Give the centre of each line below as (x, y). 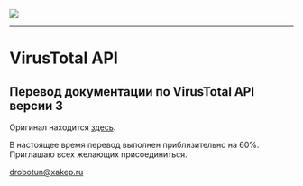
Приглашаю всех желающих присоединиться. (98, 154)
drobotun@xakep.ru (46, 172)
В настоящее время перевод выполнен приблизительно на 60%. (134, 145)
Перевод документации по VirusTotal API (132, 92)
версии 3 (36, 105)
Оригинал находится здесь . (63, 127)
